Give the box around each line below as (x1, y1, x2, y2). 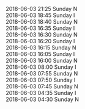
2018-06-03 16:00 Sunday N (6, 57, 78, 64)
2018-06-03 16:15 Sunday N (6, 44, 76, 51)
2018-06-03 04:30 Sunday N (6, 96, 79, 103)
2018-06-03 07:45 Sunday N (6, 83, 78, 90)
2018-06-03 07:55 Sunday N (6, 70, 78, 77)
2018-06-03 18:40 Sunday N (6, 18, 78, 25)
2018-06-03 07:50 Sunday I (6, 76, 76, 83)
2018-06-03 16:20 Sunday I (6, 38, 75, 44)
